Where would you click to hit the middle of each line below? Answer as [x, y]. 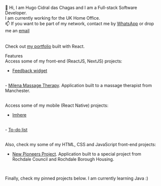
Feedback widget [30, 71]
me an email [17, 31]
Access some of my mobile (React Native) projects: [57, 105]
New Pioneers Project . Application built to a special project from [77, 154]
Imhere [19, 115]
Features [14, 56]
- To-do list [16, 130]
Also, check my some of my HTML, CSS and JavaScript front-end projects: [81, 144]
